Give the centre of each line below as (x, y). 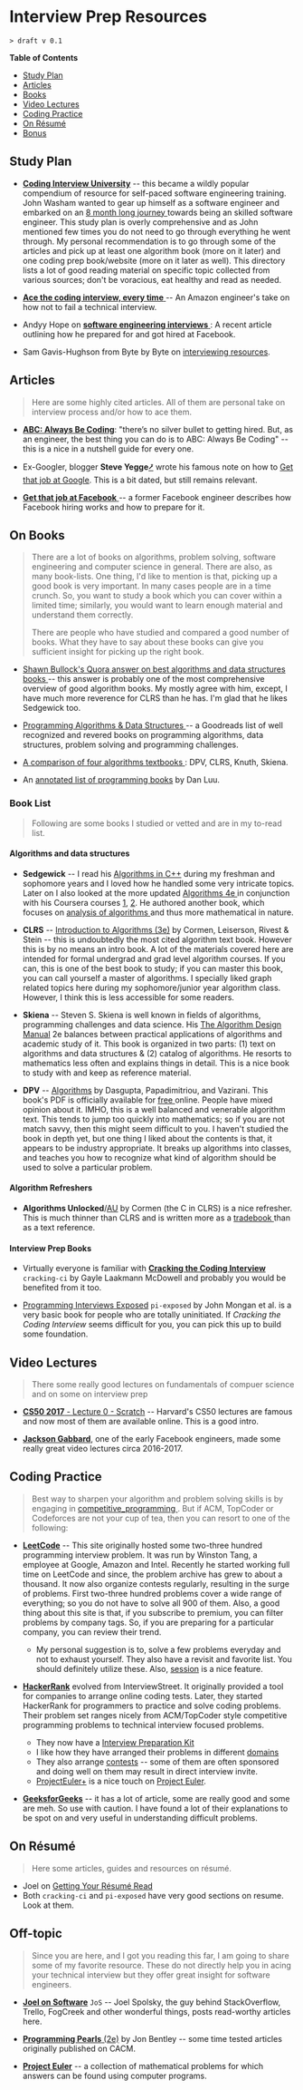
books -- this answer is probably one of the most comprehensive (143, 679)
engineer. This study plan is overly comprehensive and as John (140, 222)
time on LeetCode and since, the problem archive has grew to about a (152, 1574)
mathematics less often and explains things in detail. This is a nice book (156, 1063)
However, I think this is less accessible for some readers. (128, 997)
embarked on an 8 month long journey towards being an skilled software (157, 212)
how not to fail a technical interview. (90, 306)
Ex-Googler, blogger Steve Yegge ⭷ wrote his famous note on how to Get (158, 467)
